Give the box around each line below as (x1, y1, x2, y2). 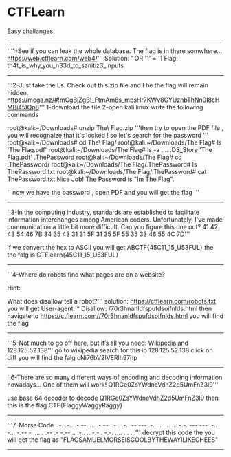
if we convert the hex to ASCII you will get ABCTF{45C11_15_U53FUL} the (7, 243, 214, 251)
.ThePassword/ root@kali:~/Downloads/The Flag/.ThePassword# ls (7, 160, 197, 169)
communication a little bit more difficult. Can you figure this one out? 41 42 (7, 222, 219, 231)
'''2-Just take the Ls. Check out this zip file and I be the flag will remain (7, 81, 208, 89)
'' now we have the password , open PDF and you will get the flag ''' (7, 188, 200, 196)
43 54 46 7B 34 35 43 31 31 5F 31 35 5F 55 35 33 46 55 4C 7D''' (7, 230, 190, 238)
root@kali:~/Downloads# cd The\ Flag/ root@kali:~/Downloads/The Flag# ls (7, 138, 222, 147)
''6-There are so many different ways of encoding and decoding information (7, 373, 223, 381)
